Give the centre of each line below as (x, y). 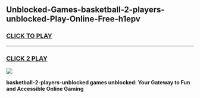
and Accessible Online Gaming (45, 88)
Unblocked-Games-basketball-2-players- (85, 10)
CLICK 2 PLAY (27, 58)
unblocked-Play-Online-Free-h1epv (74, 19)
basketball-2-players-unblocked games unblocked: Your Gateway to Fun (98, 82)
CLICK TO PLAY (29, 36)
